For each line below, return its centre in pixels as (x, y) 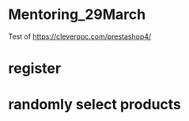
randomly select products (95, 105)
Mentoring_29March (77, 15)
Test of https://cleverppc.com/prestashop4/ (80, 36)
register (35, 68)
